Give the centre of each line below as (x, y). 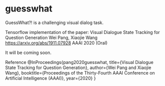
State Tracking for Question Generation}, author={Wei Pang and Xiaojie (78, 67)
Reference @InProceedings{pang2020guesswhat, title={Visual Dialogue (79, 62)
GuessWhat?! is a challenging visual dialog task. (54, 22)
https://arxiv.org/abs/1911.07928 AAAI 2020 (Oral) (56, 42)
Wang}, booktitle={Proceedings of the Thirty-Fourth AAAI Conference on (80, 72)
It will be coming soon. (28, 52)
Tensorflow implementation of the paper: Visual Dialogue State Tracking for (83, 32)
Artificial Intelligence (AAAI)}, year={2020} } (51, 78)
